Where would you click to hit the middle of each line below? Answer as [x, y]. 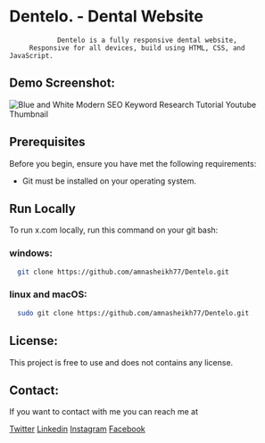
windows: [31, 253]
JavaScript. [31, 55]
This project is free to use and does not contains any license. [121, 362]
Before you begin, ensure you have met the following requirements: [133, 163]
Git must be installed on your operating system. [109, 181]
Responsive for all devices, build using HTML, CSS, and [137, 48]
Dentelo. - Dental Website [106, 16]
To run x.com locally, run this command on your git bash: [114, 230]
